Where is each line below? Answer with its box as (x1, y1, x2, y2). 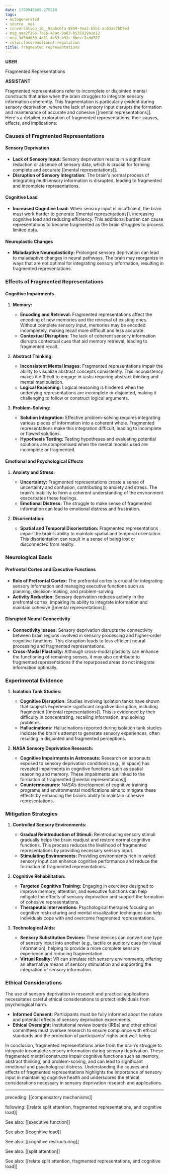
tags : (5, 12, 17, 17)
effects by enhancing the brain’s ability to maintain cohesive (20, 793, 144, 799)
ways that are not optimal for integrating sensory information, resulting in (12, 260, 164, 267)
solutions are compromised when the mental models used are (20, 441, 148, 448)
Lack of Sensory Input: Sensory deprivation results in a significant (12, 156, 151, 162)
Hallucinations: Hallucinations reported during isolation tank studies (20, 725, 162, 731)
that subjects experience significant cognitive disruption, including (20, 704, 158, 710)
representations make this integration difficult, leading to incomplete (20, 426, 162, 432)
